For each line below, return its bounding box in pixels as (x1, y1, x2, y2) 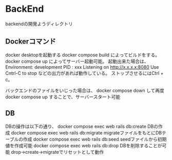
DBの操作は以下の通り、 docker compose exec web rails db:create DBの (5, 123, 159, 129)
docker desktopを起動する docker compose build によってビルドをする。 (5, 52, 160, 58)
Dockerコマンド (5, 37, 56, 46)
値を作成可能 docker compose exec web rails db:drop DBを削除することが (5, 142, 163, 149)
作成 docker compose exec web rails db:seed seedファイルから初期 (23, 136, 167, 142)
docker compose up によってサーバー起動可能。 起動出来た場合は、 (5, 58, 149, 64)
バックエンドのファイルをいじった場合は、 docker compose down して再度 (5, 87, 164, 93)
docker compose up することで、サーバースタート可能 (5, 93, 121, 100)
